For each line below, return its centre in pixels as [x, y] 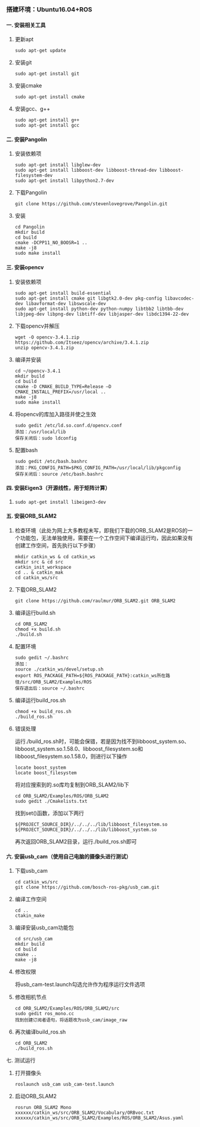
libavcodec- [179, 298]
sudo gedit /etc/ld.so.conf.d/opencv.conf [68, 425]
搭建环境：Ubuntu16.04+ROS [49, 9]
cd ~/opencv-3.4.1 [38, 371]
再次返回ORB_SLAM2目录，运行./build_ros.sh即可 [76, 841]
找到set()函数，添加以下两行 [50, 813]
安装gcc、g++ [33, 109]
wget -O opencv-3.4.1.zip [47, 337]
